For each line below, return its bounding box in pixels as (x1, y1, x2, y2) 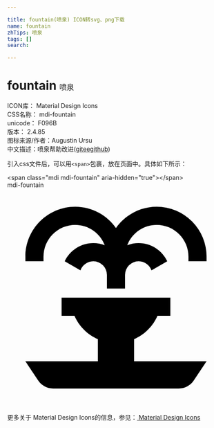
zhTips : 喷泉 (7, 29, 43, 36)
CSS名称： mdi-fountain (7, 110, 76, 118)
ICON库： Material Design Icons (7, 102, 98, 110)
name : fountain (7, 22, 51, 30)
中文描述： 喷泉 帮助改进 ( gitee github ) (7, 145, 110, 153)
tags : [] (7, 35, 32, 42)
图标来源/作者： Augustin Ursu (7, 136, 93, 145)
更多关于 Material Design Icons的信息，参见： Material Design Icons (7, 413, 201, 422)
